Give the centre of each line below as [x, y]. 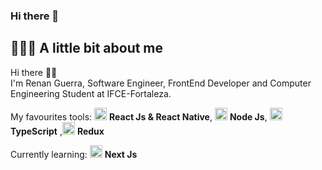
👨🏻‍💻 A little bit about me [87, 48]
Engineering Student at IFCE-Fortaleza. [91, 93]
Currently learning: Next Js [74, 154]
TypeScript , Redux [57, 131]
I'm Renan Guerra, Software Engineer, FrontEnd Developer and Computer [161, 83]
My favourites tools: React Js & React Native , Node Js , [139, 116]
